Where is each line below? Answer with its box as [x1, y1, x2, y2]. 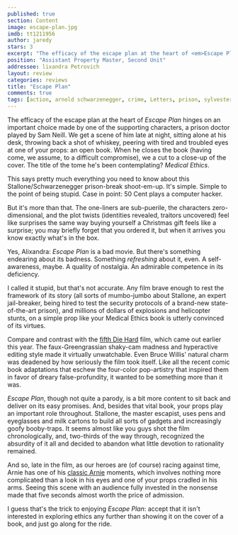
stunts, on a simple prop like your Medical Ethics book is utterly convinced [7, 314, 225, 322]
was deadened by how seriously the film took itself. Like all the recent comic [7, 358, 230, 366]
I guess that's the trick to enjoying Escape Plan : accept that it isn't [7, 504, 200, 513]
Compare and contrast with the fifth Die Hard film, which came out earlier [7, 335, 222, 343]
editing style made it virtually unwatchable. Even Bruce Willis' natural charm [7, 351, 229, 358]
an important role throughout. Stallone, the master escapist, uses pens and [7, 409, 226, 417]
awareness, [7, 263, 41, 270]
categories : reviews [7, 76, 69, 84]
